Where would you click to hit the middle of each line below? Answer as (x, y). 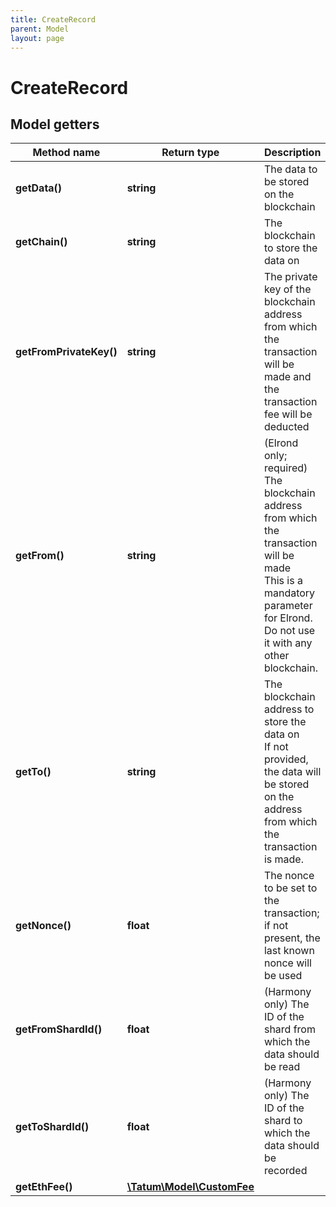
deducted (286, 427)
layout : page (37, 38)
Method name (66, 153)
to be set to (290, 888)
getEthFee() (44, 1187)
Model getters (55, 124)
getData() (39, 188)
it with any (288, 643)
